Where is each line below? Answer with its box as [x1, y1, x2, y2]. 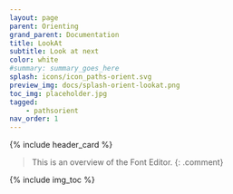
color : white [9, 55, 59, 64]
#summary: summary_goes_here [9, 64, 120, 73]
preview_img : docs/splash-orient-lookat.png [9, 81, 180, 90]
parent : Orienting [9, 22, 79, 31]
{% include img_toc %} [9, 174, 95, 186]
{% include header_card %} [9, 140, 113, 150]
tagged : [9, 97, 39, 107]
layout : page [9, 13, 59, 23]
